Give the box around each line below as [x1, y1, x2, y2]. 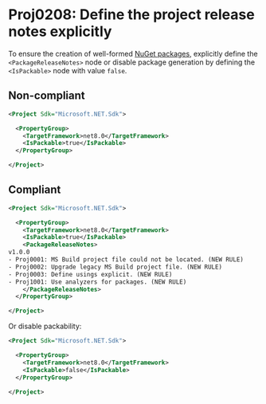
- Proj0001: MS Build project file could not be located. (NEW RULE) [8, 256, 244, 264]
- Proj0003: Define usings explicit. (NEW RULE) [8, 270, 173, 278]
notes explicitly [8, 22, 112, 41]
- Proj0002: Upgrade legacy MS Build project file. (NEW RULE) [8, 263, 223, 271]
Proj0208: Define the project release [8, 6, 255, 24]
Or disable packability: [8, 321, 82, 331]
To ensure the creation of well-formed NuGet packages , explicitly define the [8, 49, 258, 58]
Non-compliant [8, 89, 85, 103]
